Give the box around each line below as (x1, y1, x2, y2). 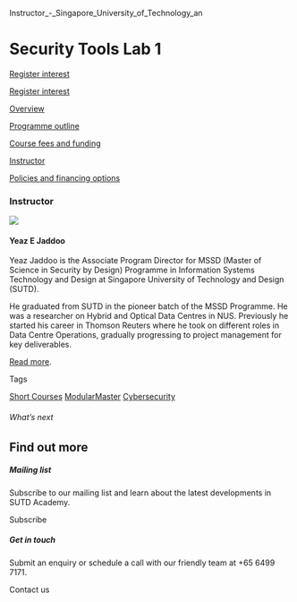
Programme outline (9, 120, 81, 131)
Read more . (9, 357, 52, 367)
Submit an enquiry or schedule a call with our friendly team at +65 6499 (9, 557, 276, 568)
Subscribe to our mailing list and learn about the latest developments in (9, 487, 272, 498)
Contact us (9, 584, 50, 595)
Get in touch (9, 535, 56, 546)
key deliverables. (9, 340, 72, 350)
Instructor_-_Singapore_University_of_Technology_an (9, 8, 203, 18)
